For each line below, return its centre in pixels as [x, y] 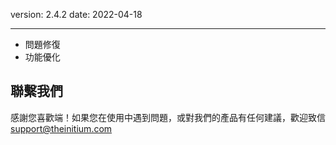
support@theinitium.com [61, 128]
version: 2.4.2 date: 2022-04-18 [76, 14]
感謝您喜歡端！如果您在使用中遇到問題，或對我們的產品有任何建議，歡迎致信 [168, 117]
